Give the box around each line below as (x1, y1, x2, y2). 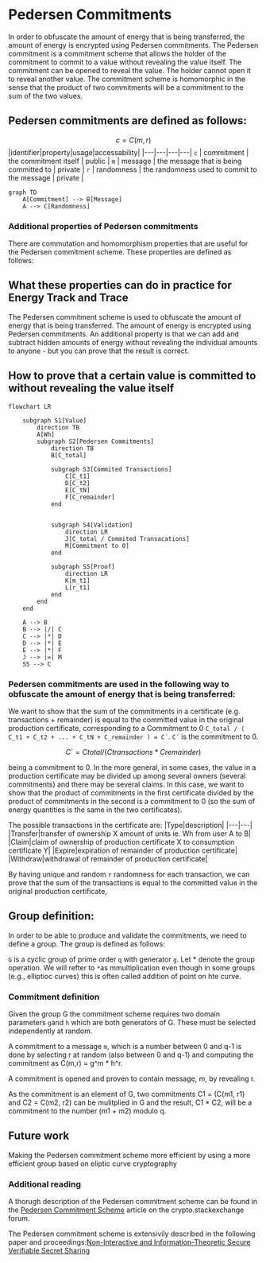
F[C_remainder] (64, 493, 115, 501)
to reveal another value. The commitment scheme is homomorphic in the (8, 74, 246, 84)
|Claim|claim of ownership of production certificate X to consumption (8, 837, 235, 846)
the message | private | (8, 173, 84, 182)
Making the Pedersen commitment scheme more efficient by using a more (8, 1150, 251, 1160)
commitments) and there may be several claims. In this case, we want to (8, 779, 245, 789)
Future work (8, 1129, 70, 1143)
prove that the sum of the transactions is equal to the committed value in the (8, 877, 258, 888)
